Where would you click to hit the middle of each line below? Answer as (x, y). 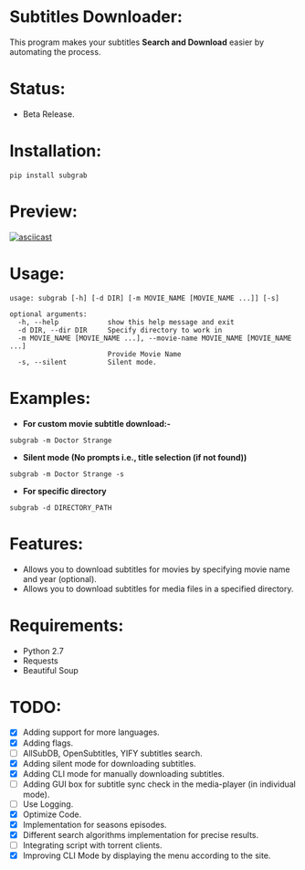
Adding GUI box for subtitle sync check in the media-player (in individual (159, 784)
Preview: (43, 211)
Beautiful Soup (51, 670)
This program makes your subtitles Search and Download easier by (137, 42)
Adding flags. (48, 743)
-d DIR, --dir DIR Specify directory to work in (120, 330)
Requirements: (67, 626)
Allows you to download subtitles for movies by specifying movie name (156, 569)
